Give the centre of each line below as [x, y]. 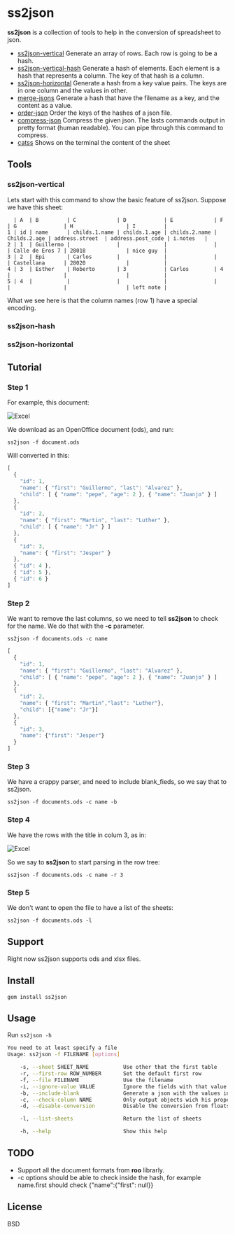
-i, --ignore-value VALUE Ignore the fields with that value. [125, 1086]
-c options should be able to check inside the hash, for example [109, 1177]
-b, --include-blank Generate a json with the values [120, 1093]
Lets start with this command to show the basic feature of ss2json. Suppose [117, 199]
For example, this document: [48, 402]
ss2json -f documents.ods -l [50, 920]
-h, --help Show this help [94, 1132]
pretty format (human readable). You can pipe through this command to [120, 127]
